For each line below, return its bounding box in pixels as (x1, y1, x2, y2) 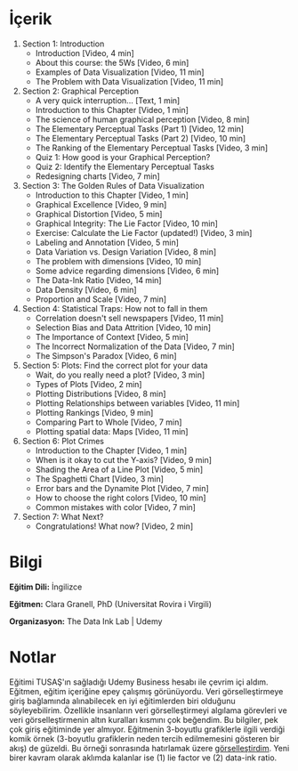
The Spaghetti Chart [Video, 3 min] (35, 473, 165, 484)
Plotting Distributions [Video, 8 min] (35, 388, 166, 399)
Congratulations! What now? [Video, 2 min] (35, 521, 194, 532)
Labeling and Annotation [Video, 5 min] (35, 237, 180, 248)
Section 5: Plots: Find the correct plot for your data (21, 360, 208, 370)
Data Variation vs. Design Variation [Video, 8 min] (35, 246, 217, 257)
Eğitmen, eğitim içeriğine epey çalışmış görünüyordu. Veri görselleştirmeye (9, 686, 284, 696)
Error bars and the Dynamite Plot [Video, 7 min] (35, 483, 209, 493)
